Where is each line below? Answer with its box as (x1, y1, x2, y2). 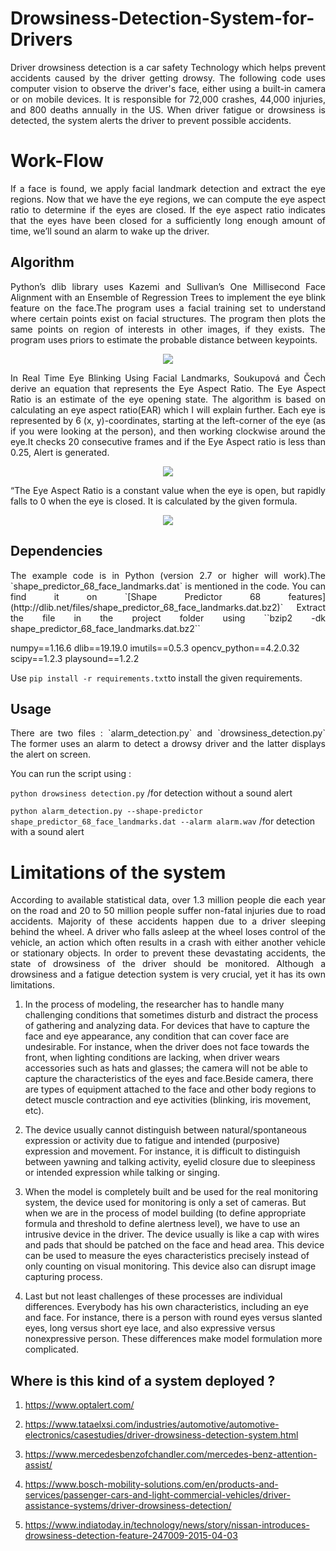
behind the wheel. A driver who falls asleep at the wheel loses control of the (10, 926, 326, 938)
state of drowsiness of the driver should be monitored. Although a (10, 958, 326, 970)
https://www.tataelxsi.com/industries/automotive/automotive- (24, 1418, 280, 1431)
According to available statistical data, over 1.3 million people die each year (10, 894, 326, 906)
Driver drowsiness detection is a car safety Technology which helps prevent (10, 61, 326, 73)
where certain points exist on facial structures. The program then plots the (10, 312, 326, 324)
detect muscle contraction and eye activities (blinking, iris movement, (24, 1094, 312, 1106)
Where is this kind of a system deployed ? (10, 1372, 276, 1389)
